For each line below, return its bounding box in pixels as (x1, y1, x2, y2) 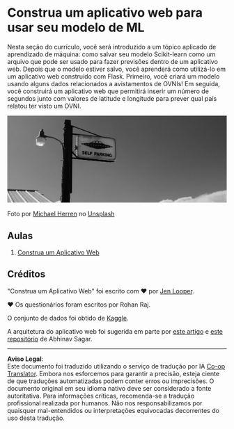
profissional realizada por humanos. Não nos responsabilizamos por (7, 398, 203, 407)
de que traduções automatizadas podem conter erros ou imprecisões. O (7, 377, 214, 385)
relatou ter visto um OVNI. (7, 102, 81, 110)
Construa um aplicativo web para (7, 5, 203, 21)
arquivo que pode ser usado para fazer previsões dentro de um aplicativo (7, 57, 218, 65)
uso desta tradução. (7, 414, 65, 422)
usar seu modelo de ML (7, 19, 145, 35)
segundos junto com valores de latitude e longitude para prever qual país (7, 94, 217, 102)
